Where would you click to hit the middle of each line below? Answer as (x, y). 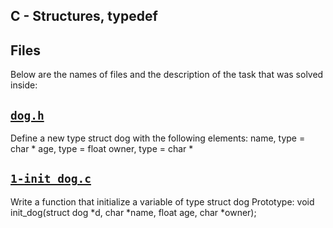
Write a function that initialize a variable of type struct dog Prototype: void (162, 201)
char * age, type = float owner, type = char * (102, 149)
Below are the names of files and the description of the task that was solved (167, 75)
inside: (24, 85)
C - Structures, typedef (84, 16)
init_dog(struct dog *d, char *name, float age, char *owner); (133, 212)
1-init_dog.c (51, 179)
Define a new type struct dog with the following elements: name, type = (158, 138)
